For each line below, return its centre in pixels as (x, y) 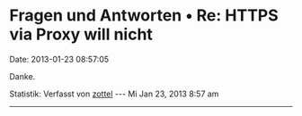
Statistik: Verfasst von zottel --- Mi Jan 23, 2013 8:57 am (114, 94)
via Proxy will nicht (81, 34)
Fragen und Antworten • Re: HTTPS (144, 16)
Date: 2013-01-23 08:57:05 (59, 59)
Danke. (22, 76)
